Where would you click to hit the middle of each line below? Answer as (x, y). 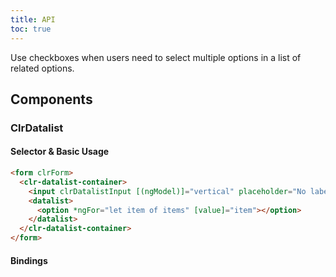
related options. (42, 68)
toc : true (31, 29)
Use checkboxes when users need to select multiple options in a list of (156, 57)
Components (51, 99)
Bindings (29, 260)
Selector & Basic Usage (60, 152)
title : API (33, 19)
